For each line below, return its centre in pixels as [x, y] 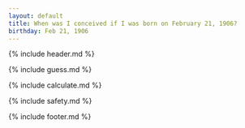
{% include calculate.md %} [55, 85]
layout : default [36, 16]
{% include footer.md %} [50, 117]
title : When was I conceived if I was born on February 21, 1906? [123, 23]
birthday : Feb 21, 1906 [49, 31]
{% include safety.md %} [50, 101]
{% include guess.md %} [50, 70]
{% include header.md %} [52, 54]
